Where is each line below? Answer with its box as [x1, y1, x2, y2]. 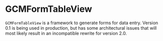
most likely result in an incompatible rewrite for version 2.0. [5, 30, 127, 36]
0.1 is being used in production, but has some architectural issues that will [5, 25, 157, 31]
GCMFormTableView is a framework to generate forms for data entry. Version [5, 20, 158, 26]
